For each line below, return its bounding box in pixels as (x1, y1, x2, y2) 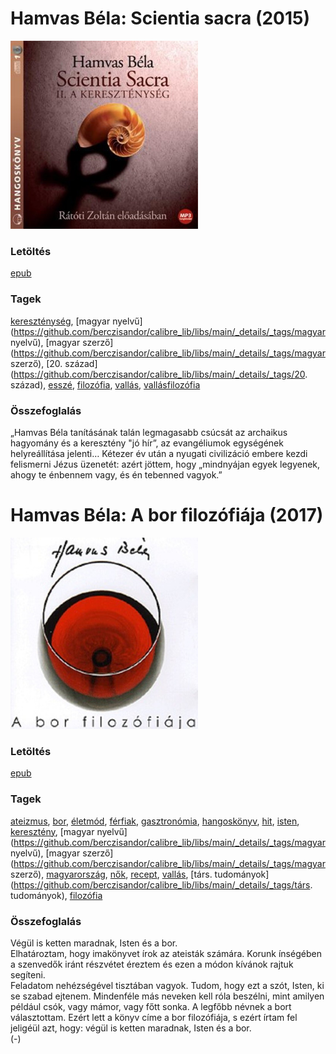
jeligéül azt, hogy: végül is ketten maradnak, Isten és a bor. (10, 1022, 252, 1034)
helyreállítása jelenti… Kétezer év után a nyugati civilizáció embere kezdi (10, 448, 308, 460)
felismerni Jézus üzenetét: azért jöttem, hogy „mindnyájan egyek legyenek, (10, 458, 321, 471)
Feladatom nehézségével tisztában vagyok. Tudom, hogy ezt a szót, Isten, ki (10, 979, 325, 991)
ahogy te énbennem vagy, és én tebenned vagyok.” (10, 469, 223, 481)
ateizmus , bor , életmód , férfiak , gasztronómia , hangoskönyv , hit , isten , (10, 815, 300, 827)
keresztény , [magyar (10, 825, 95, 837)
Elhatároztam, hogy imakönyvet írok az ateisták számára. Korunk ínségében (10, 947, 322, 959)
